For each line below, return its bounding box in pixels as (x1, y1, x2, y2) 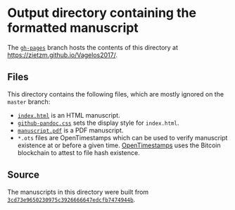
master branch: (7, 97, 51, 106)
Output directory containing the (7, 5, 197, 21)
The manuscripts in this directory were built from (7, 187, 149, 196)
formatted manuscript (7, 20, 139, 36)
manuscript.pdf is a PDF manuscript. (17, 125, 124, 135)
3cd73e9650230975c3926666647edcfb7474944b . (7, 195, 136, 204)
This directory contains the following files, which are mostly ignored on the (7, 89, 224, 98)
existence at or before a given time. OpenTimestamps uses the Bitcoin (17, 141, 222, 149)
